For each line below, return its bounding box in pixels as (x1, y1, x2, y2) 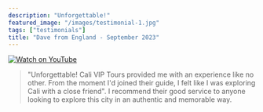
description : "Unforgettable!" (8, 11, 111, 20)
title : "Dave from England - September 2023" (8, 33, 159, 42)
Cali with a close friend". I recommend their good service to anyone (27, 87, 246, 96)
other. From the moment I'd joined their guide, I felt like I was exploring (27, 78, 256, 88)
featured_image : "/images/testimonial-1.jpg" (8, 19, 159, 27)
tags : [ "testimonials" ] (8, 26, 86, 34)
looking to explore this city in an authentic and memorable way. (27, 95, 232, 104)
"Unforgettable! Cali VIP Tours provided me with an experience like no (27, 70, 254, 79)
